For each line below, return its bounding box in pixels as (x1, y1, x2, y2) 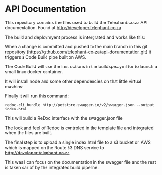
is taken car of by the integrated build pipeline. (5, 164, 99, 170)
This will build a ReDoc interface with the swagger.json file (5, 115, 123, 121)
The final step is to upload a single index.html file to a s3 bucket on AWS (5, 139, 151, 145)
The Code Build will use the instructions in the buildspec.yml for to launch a (5, 64, 158, 69)
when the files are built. (5, 130, 52, 135)
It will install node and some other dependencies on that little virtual (5, 78, 141, 84)
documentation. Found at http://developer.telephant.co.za (5, 24, 121, 30)
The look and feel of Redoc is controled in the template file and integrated (5, 125, 154, 131)
